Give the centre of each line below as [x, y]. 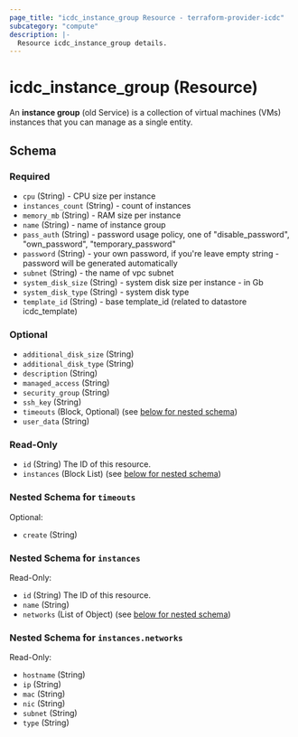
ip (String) [42, 685]
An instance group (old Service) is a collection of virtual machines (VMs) [145, 113]
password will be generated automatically [100, 263]
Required [30, 176]
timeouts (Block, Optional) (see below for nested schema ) [130, 412]
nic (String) [44, 704]
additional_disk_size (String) [78, 354]
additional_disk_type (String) [78, 364]
